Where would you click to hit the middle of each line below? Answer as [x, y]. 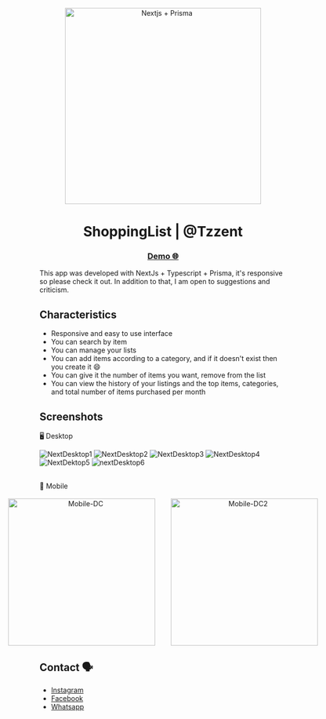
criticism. [54, 290]
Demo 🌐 [163, 257]
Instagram [67, 690]
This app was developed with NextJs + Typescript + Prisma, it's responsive [161, 273]
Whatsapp [67, 706]
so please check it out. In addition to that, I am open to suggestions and [155, 282]
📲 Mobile [54, 486]
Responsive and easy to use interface [112, 334]
